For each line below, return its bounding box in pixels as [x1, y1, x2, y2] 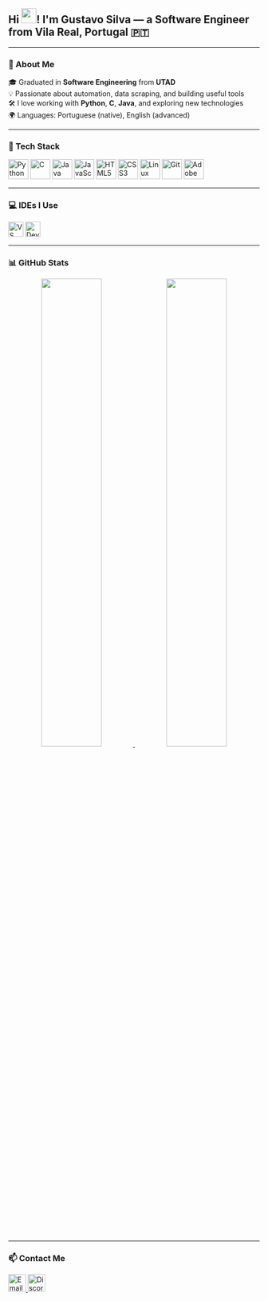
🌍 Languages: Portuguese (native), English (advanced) [8, 110, 190, 120]
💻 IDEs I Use [8, 200, 58, 211]
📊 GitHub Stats [8, 257, 69, 268]
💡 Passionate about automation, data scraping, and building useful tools [8, 89, 245, 98]
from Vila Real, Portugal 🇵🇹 [8, 26, 150, 39]
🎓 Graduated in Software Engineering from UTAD [8, 78, 176, 87]
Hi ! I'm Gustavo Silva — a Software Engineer [8, 13, 250, 26]
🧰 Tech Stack [8, 141, 61, 152]
